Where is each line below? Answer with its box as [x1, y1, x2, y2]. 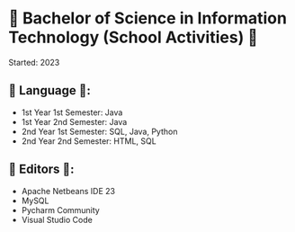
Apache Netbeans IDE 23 [21, 185, 116, 196]
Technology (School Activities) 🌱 [8, 27, 258, 48]
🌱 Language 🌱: [8, 83, 91, 98]
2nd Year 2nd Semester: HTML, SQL [21, 135, 156, 147]
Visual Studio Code [21, 214, 94, 225]
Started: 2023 [8, 57, 60, 67]
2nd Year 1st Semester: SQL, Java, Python [21, 126, 178, 137]
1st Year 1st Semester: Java [21, 107, 123, 118]
